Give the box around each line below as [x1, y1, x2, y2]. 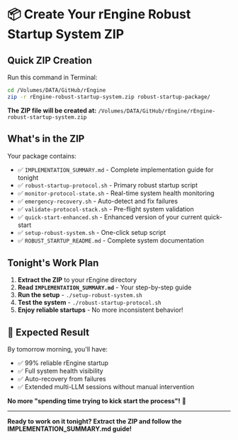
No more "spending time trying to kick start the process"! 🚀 [7, 397, 186, 405]
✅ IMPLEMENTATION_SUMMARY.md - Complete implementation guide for [17, 165, 214, 174]
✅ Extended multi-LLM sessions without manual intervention [17, 383, 195, 391]
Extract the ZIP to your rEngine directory [17, 276, 137, 284]
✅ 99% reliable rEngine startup [17, 359, 108, 367]
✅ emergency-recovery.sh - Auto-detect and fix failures [17, 197, 178, 205]
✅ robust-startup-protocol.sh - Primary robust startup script [17, 180, 198, 189]
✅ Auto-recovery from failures [17, 375, 106, 383]
